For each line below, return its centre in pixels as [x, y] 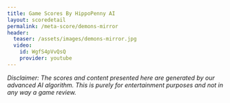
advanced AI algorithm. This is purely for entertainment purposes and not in [115, 85]
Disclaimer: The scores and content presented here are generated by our [111, 78]
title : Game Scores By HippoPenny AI [61, 13]
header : [18, 33]
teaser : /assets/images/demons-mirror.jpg [75, 39]
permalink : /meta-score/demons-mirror [63, 26]
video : [23, 45]
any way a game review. [42, 92]
